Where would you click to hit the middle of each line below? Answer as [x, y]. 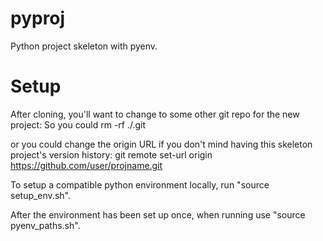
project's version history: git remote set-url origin [111, 154]
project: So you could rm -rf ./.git [78, 124]
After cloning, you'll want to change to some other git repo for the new [155, 114]
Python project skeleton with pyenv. [84, 46]
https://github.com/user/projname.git [86, 165]
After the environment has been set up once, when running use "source [158, 214]
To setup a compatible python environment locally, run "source [140, 184]
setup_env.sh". [40, 195]
